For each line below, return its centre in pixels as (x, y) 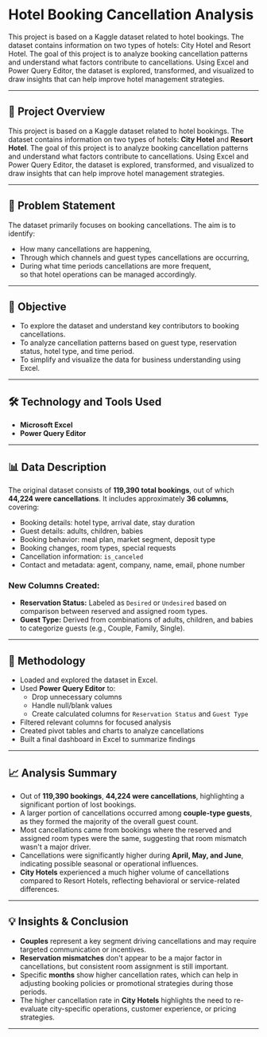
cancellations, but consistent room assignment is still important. (124, 966)
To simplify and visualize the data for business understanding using (130, 359)
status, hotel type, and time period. (77, 352)
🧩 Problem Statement (62, 206)
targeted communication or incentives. (83, 949)
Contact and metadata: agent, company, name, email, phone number (132, 565)
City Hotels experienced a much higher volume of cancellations (124, 872)
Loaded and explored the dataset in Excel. (89, 680)
